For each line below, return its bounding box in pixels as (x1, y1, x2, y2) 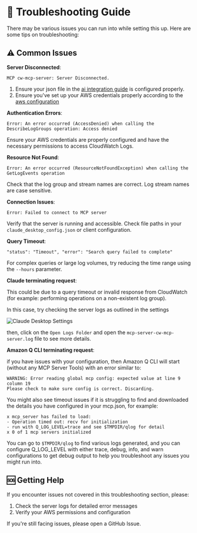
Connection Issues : (6, 198, 55, 205)
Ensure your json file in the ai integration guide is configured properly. (15, 85, 185, 92)
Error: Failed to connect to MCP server (6, 209, 108, 215)
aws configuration (15, 98, 59, 105)
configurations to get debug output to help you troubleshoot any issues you (6, 452, 190, 459)
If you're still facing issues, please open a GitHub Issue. (6, 520, 141, 527)
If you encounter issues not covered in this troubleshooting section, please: (6, 491, 189, 498)
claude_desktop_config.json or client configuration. (6, 226, 132, 233)
